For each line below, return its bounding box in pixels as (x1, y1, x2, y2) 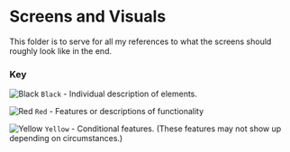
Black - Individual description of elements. (41, 88, 198, 100)
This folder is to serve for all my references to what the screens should (9, 36, 272, 47)
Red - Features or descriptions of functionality (34, 106, 204, 117)
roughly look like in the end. (9, 45, 113, 56)
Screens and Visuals (9, 6, 167, 27)
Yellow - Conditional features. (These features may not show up (44, 123, 282, 134)
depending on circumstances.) (9, 133, 123, 144)
